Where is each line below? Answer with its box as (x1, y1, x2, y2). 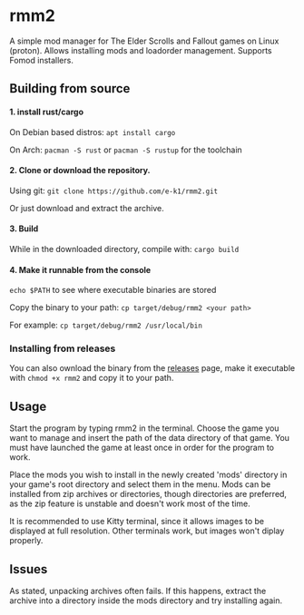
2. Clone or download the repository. (9, 165, 152, 176)
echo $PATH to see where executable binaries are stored (9, 285, 217, 296)
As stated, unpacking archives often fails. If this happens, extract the (9, 586, 267, 597)
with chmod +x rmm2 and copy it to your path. (9, 373, 174, 384)
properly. (9, 535, 44, 546)
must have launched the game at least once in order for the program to (9, 442, 275, 454)
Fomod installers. (9, 54, 74, 65)
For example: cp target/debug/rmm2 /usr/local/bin (9, 319, 202, 331)
